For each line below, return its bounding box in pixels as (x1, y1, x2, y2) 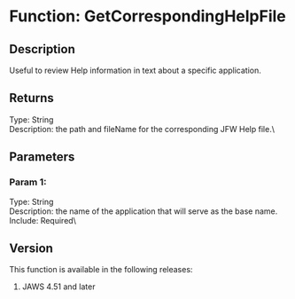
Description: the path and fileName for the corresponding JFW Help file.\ (9, 123, 275, 134)
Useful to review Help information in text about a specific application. (9, 65, 261, 75)
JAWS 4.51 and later (21, 281, 96, 292)
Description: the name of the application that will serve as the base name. (9, 206, 278, 216)
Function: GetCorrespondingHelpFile (9, 6, 286, 27)
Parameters (9, 149, 75, 165)
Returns (9, 90, 55, 106)
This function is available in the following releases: (9, 264, 193, 275)
